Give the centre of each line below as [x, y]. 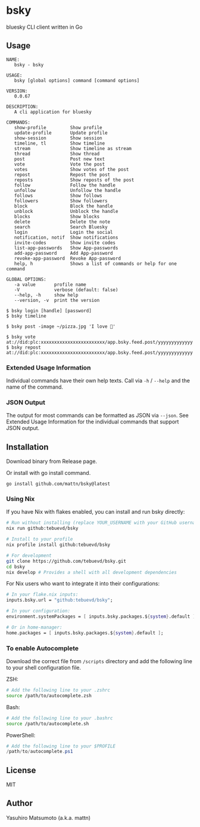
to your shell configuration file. [44, 668]
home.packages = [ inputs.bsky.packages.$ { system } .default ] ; [85, 633]
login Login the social [63, 232]
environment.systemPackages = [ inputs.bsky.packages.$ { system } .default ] [101, 617]
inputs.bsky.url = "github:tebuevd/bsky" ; [60, 600]
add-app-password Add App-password [63, 253]
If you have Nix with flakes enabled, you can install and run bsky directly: [96, 512]
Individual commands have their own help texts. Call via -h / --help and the [98, 381]
